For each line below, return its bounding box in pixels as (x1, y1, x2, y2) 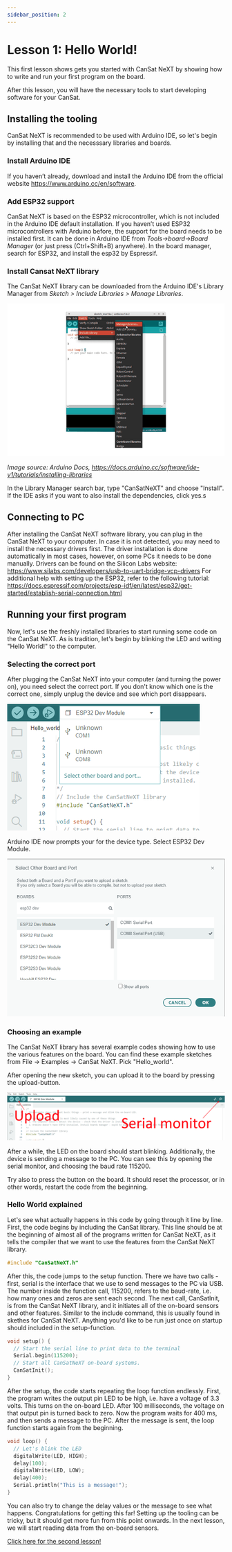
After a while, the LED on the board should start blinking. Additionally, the (7, 1147, 215, 1156)
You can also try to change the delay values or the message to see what (7, 1501, 213, 1510)
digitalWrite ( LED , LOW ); (13, 1467, 85, 1474)
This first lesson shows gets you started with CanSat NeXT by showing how (7, 64, 222, 73)
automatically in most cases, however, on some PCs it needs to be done (7, 552, 212, 560)
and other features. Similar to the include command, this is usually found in (7, 1309, 220, 1317)
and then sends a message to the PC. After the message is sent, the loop (7, 1416, 215, 1424)
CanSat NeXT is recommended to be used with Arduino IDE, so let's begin (7, 132, 217, 140)
